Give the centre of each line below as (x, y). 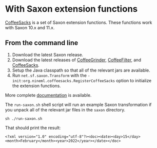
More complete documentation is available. (48, 95)
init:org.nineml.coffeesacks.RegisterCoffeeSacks (64, 81)
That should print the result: (33, 128)
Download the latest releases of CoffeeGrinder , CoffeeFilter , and (77, 60)
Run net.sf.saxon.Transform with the (49, 75)
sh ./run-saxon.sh (24, 119)
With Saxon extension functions (71, 9)
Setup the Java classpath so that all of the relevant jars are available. (81, 70)
